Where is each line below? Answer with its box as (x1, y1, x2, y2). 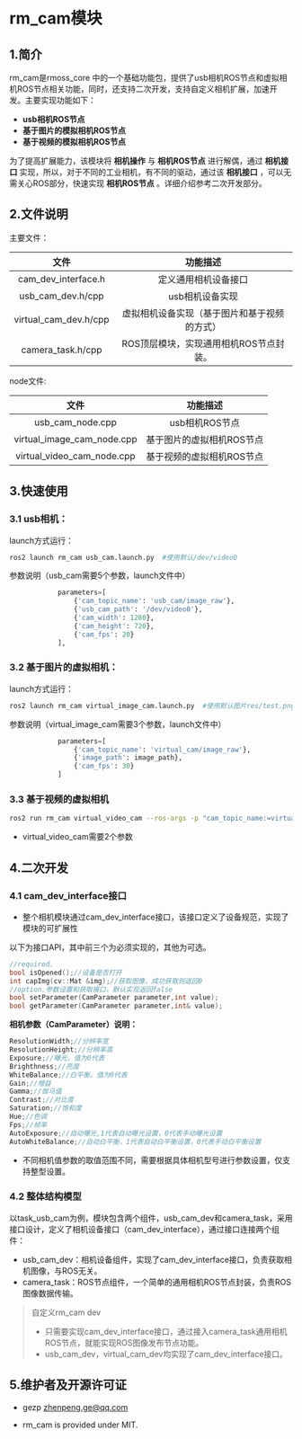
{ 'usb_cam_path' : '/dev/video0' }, (73, 605, 203, 614)
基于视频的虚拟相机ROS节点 (146, 450, 263, 463)
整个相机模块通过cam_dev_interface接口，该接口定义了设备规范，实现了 (22, 911, 289, 922)
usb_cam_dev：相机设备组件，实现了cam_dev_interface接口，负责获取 (22, 1254, 285, 1265)
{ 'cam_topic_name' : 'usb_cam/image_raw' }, (73, 597, 235, 606)
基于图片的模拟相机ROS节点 (22, 125, 126, 136)
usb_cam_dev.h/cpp (19, 289, 105, 302)
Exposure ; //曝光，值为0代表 (9, 1053, 105, 1062)
